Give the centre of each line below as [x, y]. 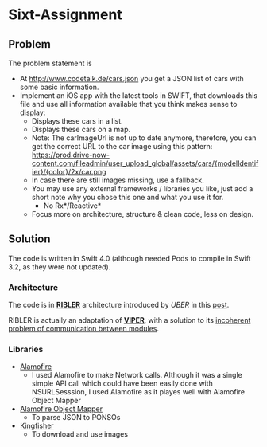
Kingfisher [37, 426]
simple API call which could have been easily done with [122, 383]
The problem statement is [50, 63]
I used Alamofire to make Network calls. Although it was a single [137, 375]
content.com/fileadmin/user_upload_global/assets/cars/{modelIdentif [145, 163]
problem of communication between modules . [84, 329]
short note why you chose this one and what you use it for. [128, 197]
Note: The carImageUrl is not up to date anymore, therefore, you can [144, 138]
